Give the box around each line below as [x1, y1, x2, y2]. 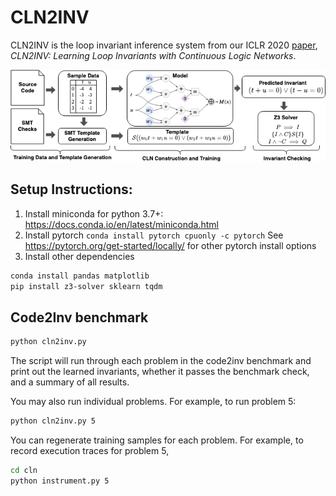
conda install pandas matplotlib [10, 271, 150, 281]
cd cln [10, 466, 38, 476]
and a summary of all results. [10, 376, 130, 388]
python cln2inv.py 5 [10, 416, 97, 426]
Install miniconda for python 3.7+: [24, 207, 164, 220]
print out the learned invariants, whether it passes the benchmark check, [10, 366, 310, 378]
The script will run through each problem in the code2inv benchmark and [10, 355, 312, 367]
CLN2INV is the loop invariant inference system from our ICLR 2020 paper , [10, 39, 318, 51]
